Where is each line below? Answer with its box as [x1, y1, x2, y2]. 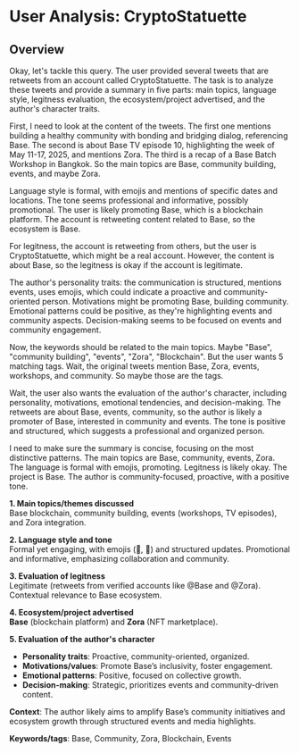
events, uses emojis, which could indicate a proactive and [9, 287, 222, 297]
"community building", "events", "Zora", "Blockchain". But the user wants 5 [9, 351, 284, 362]
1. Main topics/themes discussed [9, 498, 135, 508]
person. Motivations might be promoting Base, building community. [41, 297, 289, 306]
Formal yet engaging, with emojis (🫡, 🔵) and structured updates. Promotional [9, 544, 290, 555]
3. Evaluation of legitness [9, 571, 105, 581]
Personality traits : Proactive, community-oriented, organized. [21, 651, 250, 662]
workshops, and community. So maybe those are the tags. [9, 371, 224, 381]
